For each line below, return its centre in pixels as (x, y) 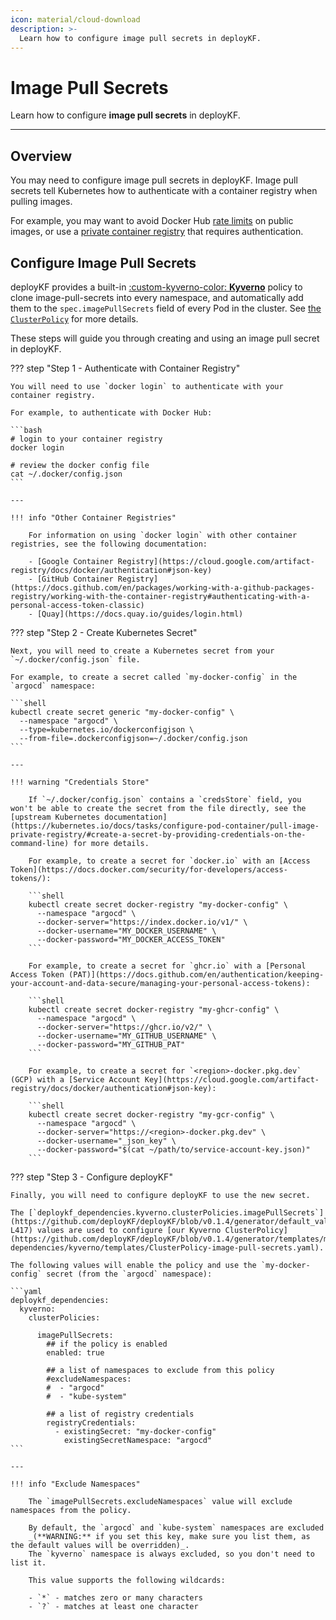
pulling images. (41, 202)
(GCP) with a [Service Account (75, 1079)
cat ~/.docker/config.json (66, 474)
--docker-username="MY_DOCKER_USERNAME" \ (126, 931)
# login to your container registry (86, 439)
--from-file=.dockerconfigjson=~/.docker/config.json (133, 738)
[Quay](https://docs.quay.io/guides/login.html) (140, 614)
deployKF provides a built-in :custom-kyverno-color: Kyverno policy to (156, 287)
